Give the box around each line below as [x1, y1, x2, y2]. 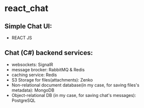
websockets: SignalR [11, 61, 54, 67]
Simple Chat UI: [4, 22, 52, 30]
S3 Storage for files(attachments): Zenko [11, 77, 93, 82]
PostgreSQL [11, 97, 36, 103]
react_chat [4, 3, 49, 14]
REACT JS [11, 35, 32, 40]
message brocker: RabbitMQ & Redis [11, 67, 85, 72]
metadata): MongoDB [11, 87, 55, 93]
